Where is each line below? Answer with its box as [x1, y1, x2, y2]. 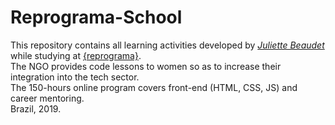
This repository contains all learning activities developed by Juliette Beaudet [10, 39, 325, 51]
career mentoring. [10, 92, 85, 104]
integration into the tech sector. [10, 71, 140, 83]
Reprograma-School [10, 6, 183, 29]
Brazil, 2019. [10, 102, 62, 115]
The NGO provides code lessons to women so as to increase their [10, 60, 282, 72]
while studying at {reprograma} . [10, 49, 142, 61]
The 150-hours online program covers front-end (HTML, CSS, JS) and [10, 81, 298, 93]
